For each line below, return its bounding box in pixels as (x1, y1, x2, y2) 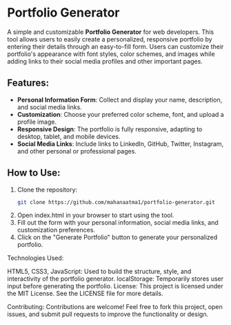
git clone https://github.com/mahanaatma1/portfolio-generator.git (17, 198, 215, 205)
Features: (7, 77, 50, 89)
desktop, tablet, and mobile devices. (17, 132, 121, 140)
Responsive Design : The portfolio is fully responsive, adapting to (17, 124, 203, 133)
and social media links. (17, 102, 83, 111)
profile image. (17, 118, 57, 126)
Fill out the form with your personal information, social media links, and (17, 219, 219, 227)
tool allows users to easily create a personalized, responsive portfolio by (7, 35, 212, 43)
